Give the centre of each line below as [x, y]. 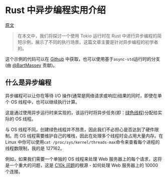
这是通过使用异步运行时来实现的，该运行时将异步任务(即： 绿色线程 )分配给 [81, 112]
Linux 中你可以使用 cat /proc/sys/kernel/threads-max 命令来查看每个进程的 [82, 142]
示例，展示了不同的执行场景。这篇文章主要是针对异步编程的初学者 [90, 42]
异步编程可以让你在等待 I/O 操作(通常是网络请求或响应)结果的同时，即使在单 [83, 95]
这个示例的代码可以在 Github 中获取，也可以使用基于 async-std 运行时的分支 [83, 59]
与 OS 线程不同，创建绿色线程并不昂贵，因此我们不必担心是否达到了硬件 [80, 129]
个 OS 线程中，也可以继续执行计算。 [43, 102]
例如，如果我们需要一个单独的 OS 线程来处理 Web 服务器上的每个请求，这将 [83, 159]
